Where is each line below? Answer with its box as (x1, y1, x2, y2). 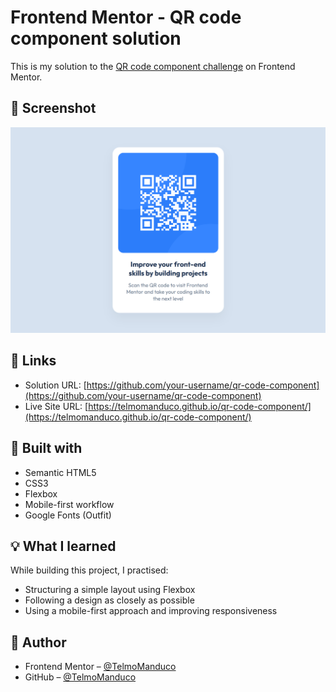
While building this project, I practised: (10, 564, 169, 576)
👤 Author (10, 634, 67, 651)
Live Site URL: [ (24, 400, 89, 412)
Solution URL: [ (24, 379, 87, 391)
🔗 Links (10, 352, 57, 370)
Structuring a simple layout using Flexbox (24, 584, 196, 596)
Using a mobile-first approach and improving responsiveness (24, 605, 278, 617)
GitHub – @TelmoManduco (24, 671, 137, 683)
